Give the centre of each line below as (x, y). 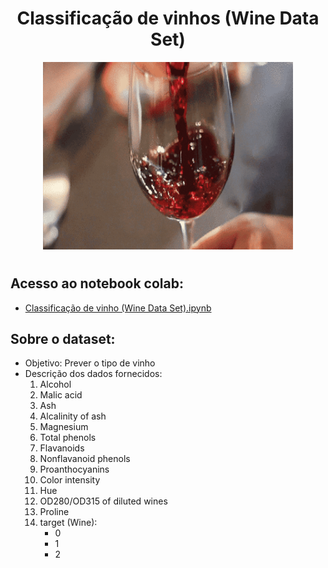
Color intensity (70, 480)
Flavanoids (62, 448)
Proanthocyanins (74, 469)
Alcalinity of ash (73, 416)
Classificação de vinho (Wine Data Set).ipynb (118, 308)
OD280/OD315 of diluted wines (103, 501)
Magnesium (64, 427)
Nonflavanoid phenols (85, 459)
